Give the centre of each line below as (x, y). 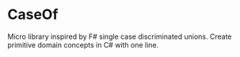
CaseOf (33, 15)
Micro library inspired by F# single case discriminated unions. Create (120, 36)
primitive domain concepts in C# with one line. (83, 44)
